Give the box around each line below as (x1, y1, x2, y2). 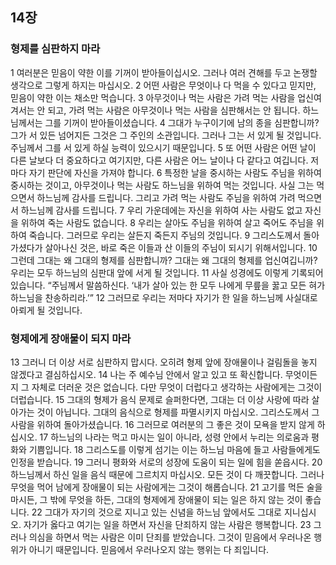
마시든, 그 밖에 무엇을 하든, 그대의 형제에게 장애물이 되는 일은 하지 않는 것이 (10, 493, 303, 505)
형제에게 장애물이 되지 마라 (10, 331, 132, 345)
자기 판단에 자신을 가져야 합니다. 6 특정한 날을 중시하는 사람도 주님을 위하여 (28, 166, 322, 178)
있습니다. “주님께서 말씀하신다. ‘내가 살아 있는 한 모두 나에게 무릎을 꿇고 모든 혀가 (10, 279, 326, 291)
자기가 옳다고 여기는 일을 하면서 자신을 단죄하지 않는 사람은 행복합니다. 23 (23, 518, 312, 530)
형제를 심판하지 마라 (10, 42, 101, 56)
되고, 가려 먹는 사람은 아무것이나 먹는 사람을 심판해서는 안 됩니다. (47, 104, 301, 116)
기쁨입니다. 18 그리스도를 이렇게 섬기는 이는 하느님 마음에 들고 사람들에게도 (28, 443, 321, 455)
